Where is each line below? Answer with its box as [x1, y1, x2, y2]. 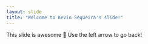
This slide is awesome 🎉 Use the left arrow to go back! [6, 31, 143, 38]
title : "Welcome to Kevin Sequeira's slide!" [6, 14, 123, 20]
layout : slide [6, 8, 42, 15]
